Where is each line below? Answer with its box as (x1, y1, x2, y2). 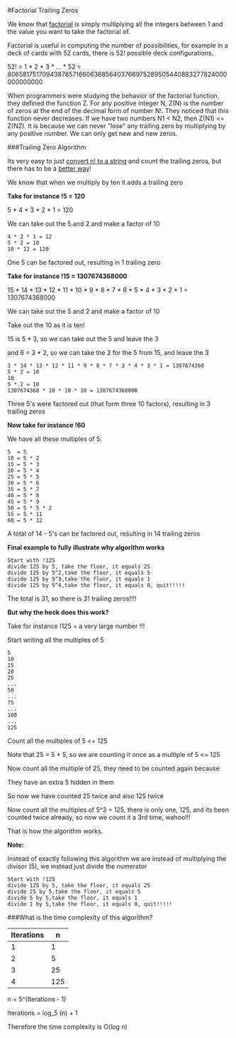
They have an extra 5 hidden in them (7, 778, 115, 786)
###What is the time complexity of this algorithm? (7, 913, 153, 921)
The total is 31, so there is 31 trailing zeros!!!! (7, 594, 137, 603)
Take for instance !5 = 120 (7, 192, 85, 200)
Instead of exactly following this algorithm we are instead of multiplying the (7, 854, 227, 863)
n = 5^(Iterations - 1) (7, 995, 67, 1003)
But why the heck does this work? (7, 608, 109, 616)
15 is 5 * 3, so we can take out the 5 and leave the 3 (7, 334, 159, 343)
